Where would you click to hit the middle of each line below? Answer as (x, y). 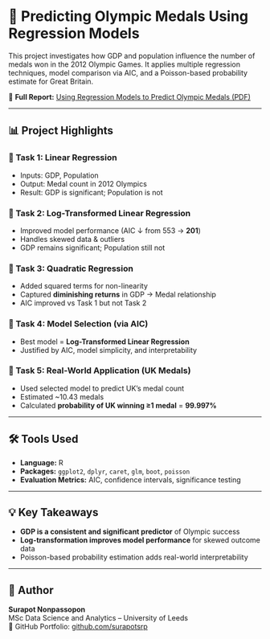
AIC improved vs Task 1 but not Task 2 (83, 303)
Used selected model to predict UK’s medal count (102, 388)
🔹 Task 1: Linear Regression (63, 158)
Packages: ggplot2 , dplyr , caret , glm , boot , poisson (105, 471)
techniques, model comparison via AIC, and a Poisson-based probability (128, 72)
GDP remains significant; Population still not (92, 248)
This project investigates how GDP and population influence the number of (132, 55)
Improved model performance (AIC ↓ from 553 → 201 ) (110, 230)
